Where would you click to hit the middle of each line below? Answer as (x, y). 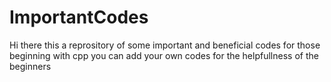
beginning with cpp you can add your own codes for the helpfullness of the (164, 55)
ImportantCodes (79, 17)
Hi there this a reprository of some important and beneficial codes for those (165, 45)
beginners (30, 66)
